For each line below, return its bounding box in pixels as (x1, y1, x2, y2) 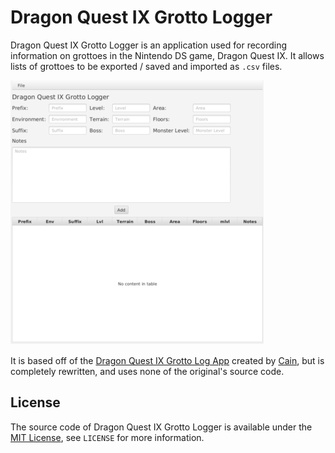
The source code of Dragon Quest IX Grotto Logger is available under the (10, 421, 313, 433)
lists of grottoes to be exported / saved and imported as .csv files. (10, 60, 283, 72)
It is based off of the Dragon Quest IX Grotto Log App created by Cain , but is (10, 354, 325, 366)
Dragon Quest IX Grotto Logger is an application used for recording (10, 39, 288, 51)
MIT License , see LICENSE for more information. (10, 431, 205, 443)
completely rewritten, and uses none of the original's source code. (10, 365, 285, 377)
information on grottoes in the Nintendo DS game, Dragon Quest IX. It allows (10, 49, 325, 61)
